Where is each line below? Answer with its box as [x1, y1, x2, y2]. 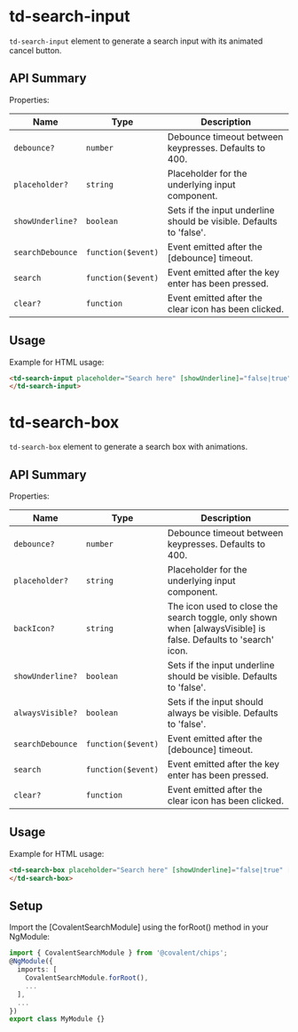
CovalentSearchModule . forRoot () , [25, 973, 149, 983]
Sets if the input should [167, 696, 264, 708]
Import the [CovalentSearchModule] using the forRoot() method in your [9, 922, 269, 932]
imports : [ [17, 965, 58, 974]
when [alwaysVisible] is [167, 622, 266, 635]
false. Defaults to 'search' [167, 634, 275, 646]
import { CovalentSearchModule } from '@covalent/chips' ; [9, 948, 228, 957]
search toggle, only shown [167, 612, 278, 624]
